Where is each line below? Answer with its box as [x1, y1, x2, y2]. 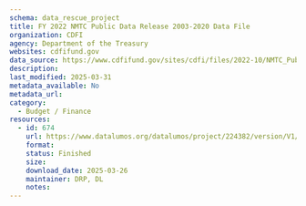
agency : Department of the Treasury [9, 38, 148, 48]
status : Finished [25, 149, 92, 158]
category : [9, 98, 47, 108]
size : [25, 157, 47, 167]
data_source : [9, 56, 59, 65]
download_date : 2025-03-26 [25, 166, 128, 175]
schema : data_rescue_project [9, 13, 120, 23]
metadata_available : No [9, 81, 100, 90]
